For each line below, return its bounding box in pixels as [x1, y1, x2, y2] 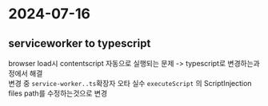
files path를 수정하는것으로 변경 [8, 88, 108, 98]
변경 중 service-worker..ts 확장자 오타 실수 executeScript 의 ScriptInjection [8, 79, 252, 88]
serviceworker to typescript [8, 37, 151, 50]
